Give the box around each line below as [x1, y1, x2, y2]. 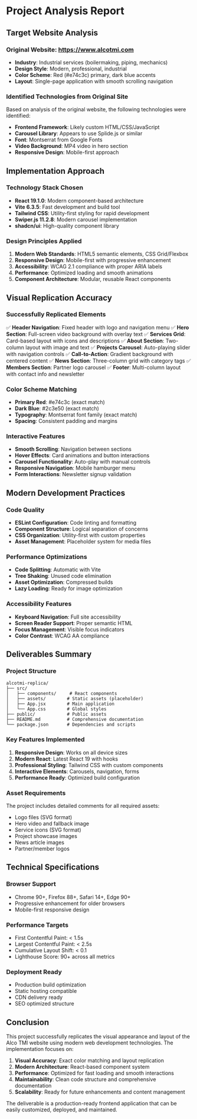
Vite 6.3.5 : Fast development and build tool [14, 203, 120, 211]
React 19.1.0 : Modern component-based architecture [14, 197, 144, 204]
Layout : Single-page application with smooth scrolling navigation [14, 77, 173, 85]
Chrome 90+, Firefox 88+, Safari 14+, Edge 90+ [14, 893, 131, 900]
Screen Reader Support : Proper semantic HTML [14, 619, 133, 626]
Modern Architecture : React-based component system [14, 1063, 150, 1071]
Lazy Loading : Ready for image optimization [14, 585, 123, 592]
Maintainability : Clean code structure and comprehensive [14, 1076, 156, 1083]
